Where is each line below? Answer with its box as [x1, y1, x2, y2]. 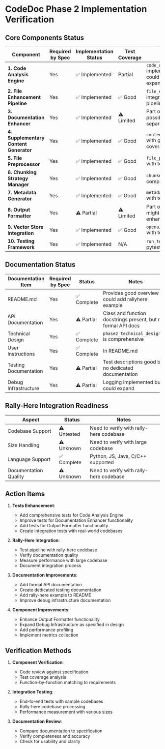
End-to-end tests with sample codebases [19, 698, 104, 704]
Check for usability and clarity [19, 739, 81, 745]
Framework [7, 244, 35, 250]
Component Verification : [12, 659, 64, 665]
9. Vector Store [7, 224, 44, 230]
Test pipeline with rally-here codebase [19, 547, 97, 553]
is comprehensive [103, 335, 144, 342]
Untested [58, 430, 80, 437]
